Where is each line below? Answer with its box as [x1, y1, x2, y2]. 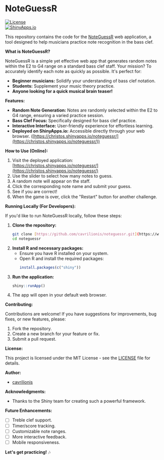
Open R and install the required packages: [19, 255, 104, 261]
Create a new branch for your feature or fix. [12, 331, 100, 337]
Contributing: [5, 301, 33, 307]
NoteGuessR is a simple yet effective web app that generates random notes [5, 58, 157, 64]
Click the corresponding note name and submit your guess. [12, 183, 132, 189]
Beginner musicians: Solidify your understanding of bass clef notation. [12, 78, 156, 84]
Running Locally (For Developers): [5, 203, 76, 209]
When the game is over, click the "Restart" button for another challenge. [12, 194, 157, 200]
